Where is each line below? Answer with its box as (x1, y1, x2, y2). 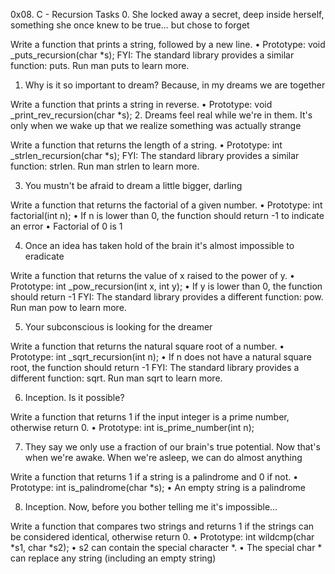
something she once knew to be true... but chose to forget (10, 19, 250, 31)
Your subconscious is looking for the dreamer (24, 321, 213, 333)
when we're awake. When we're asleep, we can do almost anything (24, 452, 303, 463)
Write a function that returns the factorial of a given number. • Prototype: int (10, 199, 323, 211)
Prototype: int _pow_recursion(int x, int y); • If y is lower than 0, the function (10, 280, 323, 292)
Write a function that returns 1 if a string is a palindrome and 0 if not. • (10, 471, 299, 483)
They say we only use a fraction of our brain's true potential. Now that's (24, 441, 321, 453)
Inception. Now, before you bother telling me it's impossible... (24, 501, 278, 513)
